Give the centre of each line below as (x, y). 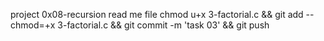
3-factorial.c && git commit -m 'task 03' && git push (163, 25)
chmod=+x (33, 25)
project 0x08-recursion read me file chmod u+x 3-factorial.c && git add (157, 14)
